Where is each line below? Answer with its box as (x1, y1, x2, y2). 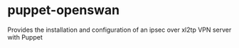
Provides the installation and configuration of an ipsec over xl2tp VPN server (7, 25, 232, 34)
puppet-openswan (7, 2, 119, 18)
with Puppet (7, 32, 43, 41)
